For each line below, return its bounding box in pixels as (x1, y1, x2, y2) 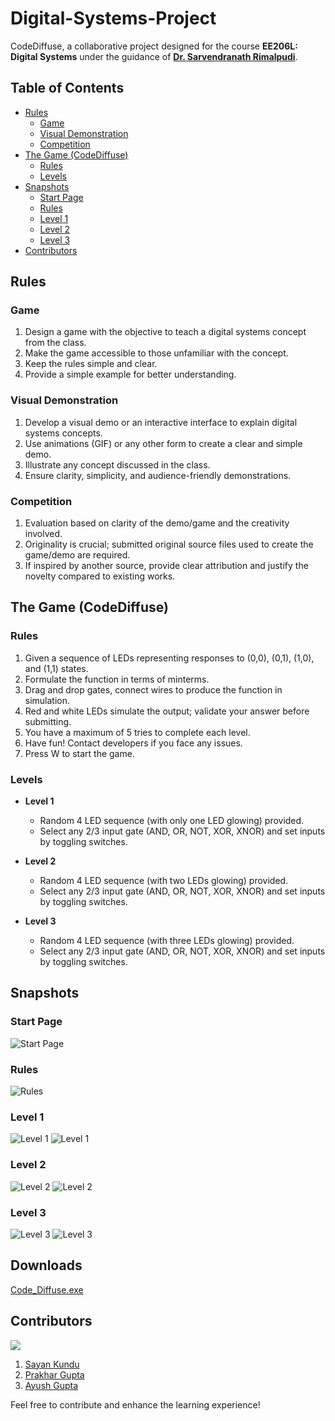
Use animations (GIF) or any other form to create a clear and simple (24, 437, 303, 449)
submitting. (24, 715, 72, 727)
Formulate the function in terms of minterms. (24, 673, 210, 685)
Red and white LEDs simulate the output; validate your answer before (24, 705, 310, 717)
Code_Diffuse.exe (10, 1283, 84, 1296)
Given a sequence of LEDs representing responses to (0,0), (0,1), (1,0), (24, 652, 315, 664)
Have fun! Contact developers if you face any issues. (24, 737, 243, 749)
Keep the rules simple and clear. (24, 358, 158, 370)
